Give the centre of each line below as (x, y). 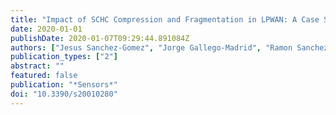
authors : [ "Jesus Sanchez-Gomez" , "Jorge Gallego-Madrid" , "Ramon (151, 47)
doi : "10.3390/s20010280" (64, 94)
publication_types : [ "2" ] (64, 57)
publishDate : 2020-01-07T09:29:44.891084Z (100, 38)
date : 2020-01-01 (46, 29)
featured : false (44, 76)
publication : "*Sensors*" (64, 85)
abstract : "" (37, 66)
